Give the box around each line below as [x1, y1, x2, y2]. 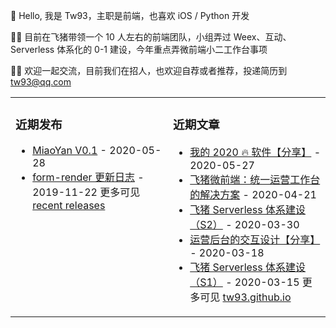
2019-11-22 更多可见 [32, 185, 141, 199]
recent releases [32, 198, 106, 212]
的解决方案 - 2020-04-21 [189, 187, 317, 201]
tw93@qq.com [10, 76, 72, 88]
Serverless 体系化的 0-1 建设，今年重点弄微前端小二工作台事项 [10, 44, 268, 55]
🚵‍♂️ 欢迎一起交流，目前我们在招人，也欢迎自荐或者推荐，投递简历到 [10, 65, 288, 76]
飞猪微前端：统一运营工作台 [189, 172, 321, 186]
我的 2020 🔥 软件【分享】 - [189, 145, 321, 159]
